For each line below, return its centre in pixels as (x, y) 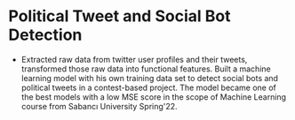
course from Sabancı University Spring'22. (100, 106)
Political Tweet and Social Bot (120, 16)
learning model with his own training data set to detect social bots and (150, 78)
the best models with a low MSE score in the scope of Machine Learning (153, 97)
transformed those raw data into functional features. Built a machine (146, 69)
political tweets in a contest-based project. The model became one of (149, 87)
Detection (45, 35)
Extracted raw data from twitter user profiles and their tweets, (134, 59)
